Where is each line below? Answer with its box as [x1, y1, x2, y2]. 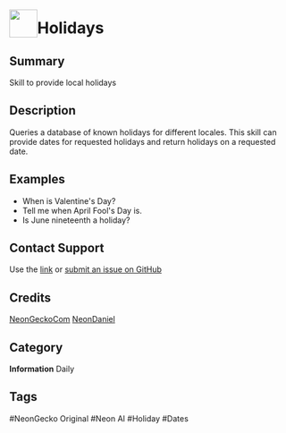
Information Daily [9, 363, 75, 375]
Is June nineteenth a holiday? [21, 215, 130, 225]
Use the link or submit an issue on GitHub [9, 264, 163, 275]
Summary [9, 54, 65, 69]
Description [9, 103, 76, 118]
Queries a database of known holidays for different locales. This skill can [9, 126, 277, 138]
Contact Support [9, 241, 105, 256]
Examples [9, 172, 65, 187]
